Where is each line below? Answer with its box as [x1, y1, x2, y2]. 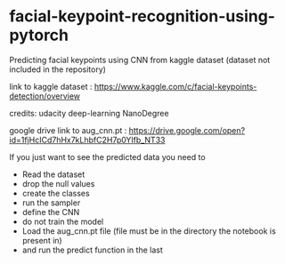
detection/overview [9, 91, 81, 101]
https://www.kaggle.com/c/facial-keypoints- [94, 81, 257, 92]
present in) [21, 235, 62, 245]
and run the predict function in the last [21, 244, 163, 255]
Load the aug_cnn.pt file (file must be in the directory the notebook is [21, 225, 276, 236]
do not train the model [21, 216, 104, 227]
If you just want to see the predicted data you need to [9, 151, 207, 162]
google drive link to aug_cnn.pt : [9, 124, 127, 135]
